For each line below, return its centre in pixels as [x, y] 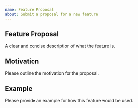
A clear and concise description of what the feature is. [60, 46]
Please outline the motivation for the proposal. [52, 73]
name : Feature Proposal [30, 10]
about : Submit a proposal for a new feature [52, 14]
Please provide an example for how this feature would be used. [69, 100]
